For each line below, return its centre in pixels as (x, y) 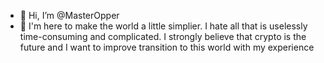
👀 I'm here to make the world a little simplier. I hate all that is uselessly (163, 26)
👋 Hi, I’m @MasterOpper (69, 15)
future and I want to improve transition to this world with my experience (167, 47)
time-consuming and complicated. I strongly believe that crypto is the (163, 36)
